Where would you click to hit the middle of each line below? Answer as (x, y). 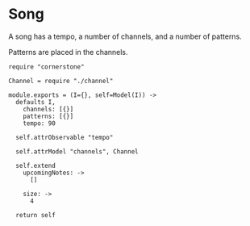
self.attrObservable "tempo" (65, 137)
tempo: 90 (40, 123)
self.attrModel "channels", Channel (77, 151)
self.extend (36, 165)
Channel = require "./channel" (61, 81)
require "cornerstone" (46, 67)
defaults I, (36, 102)
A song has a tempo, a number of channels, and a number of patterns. (125, 36)
